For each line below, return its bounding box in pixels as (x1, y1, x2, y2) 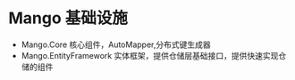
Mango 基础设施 (8, 8, 129, 28)
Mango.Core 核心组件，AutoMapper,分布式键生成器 (21, 39, 211, 50)
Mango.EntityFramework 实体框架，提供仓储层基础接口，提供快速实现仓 (21, 50, 287, 60)
